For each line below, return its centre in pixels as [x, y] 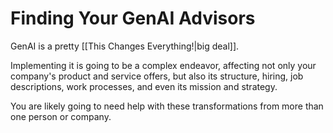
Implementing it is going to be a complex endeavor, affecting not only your [163, 65]
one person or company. [61, 116]
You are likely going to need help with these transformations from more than [167, 106]
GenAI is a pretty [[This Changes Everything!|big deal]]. [125, 46]
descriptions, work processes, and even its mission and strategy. [144, 86]
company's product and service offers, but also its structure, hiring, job [157, 76]
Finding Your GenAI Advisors [133, 18]
